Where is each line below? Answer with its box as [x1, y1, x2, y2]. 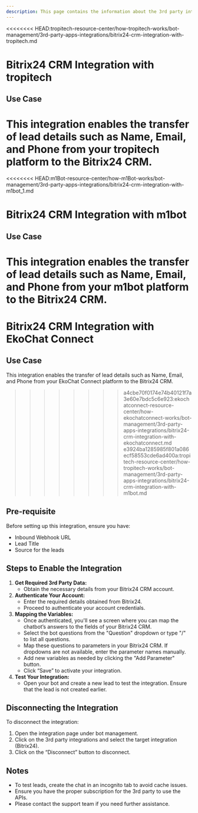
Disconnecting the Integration [6, 703, 118, 713]
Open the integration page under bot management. [14, 730, 138, 737]
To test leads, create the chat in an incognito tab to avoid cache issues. [14, 782, 187, 789]
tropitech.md [6, 37, 37, 44]
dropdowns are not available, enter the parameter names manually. [23, 648, 186, 655]
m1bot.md [123, 489, 147, 497]
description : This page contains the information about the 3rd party [6, 8, 183, 15]
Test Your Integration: [14, 673, 70, 680]
